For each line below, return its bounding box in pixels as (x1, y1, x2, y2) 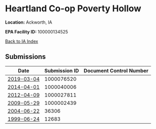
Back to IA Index (5, 38, 38, 44)
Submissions (5, 53, 46, 61)
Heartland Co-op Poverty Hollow (5, 3, 142, 14)
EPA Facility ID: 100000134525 (5, 29, 68, 34)
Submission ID (44, 67, 79, 74)
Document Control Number (83, 67, 149, 74)
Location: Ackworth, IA (5, 19, 53, 25)
